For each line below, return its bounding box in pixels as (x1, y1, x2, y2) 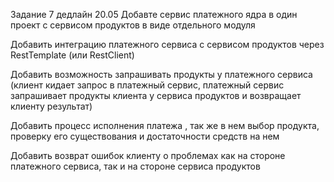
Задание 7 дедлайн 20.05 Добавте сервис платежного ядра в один (10, 9, 298, 20)
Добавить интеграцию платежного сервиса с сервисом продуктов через (10, 39, 325, 50)
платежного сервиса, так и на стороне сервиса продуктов (10, 160, 261, 172)
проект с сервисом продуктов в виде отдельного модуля (10, 19, 256, 31)
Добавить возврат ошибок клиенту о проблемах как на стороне (10, 150, 286, 161)
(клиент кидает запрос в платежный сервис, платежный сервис (10, 79, 285, 91)
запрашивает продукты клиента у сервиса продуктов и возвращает (10, 90, 302, 101)
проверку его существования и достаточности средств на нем (10, 130, 280, 142)
